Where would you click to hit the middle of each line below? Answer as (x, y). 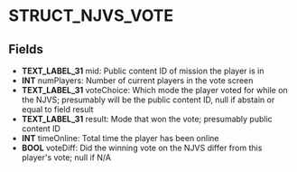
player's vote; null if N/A (66, 158)
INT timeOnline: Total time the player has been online (120, 138)
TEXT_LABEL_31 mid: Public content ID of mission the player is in (143, 71)
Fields (26, 49)
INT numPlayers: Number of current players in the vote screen (137, 81)
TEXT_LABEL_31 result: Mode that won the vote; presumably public (147, 119)
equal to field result (57, 109)
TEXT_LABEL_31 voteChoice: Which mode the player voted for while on (154, 90)
